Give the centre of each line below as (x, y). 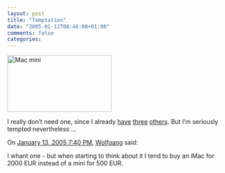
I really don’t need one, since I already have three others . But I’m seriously (113, 122)
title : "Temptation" (37, 20)
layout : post (26, 13)
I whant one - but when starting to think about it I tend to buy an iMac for (111, 156)
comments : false (30, 33)
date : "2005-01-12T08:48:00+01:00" (58, 26)
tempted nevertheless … (42, 129)
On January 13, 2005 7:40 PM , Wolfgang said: (73, 143)
